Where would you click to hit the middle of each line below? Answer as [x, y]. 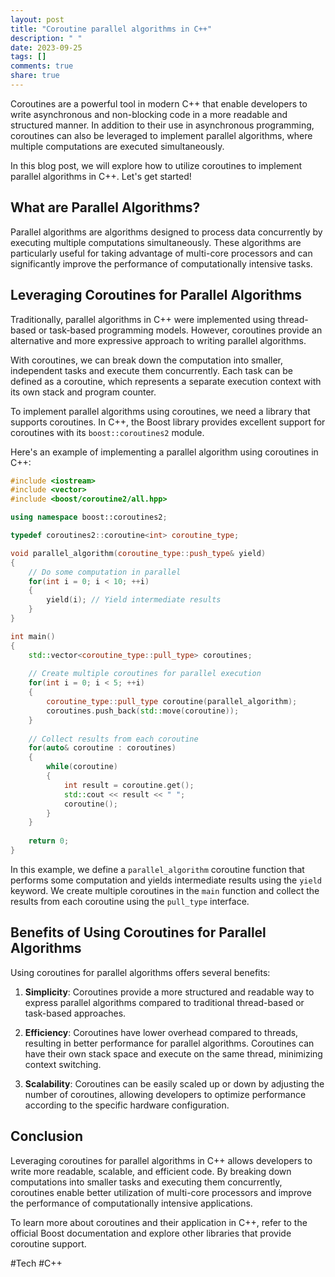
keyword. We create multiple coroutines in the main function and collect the [165, 890]
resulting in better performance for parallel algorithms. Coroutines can [169, 1043]
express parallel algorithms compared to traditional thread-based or [164, 1002]
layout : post [37, 19]
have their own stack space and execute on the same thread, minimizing [173, 1053]
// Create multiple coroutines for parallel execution [145, 674]
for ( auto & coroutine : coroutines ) [102, 748]
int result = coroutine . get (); [129, 785]
